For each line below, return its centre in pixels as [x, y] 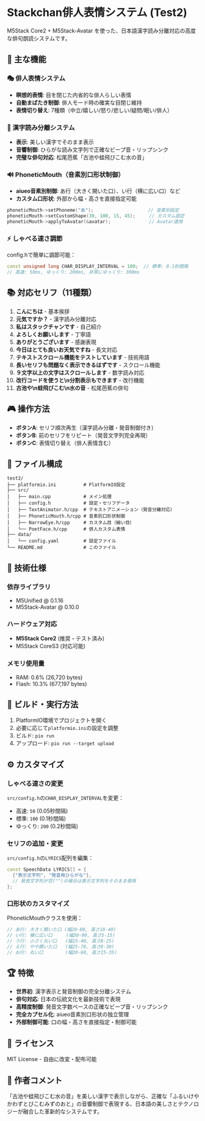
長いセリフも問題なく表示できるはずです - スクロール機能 [88, 365]
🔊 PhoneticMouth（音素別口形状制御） [66, 174]
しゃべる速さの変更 [35, 783]
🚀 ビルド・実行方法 [43, 705]
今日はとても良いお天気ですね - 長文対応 [67, 349]
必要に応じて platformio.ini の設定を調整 [67, 728]
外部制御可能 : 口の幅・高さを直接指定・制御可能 [76, 1022]
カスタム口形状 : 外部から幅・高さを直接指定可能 [76, 199]
